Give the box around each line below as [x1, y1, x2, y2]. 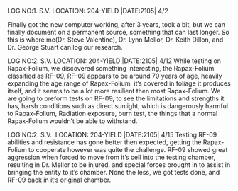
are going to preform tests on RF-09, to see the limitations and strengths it [7, 94, 225, 103]
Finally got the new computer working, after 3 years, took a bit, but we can [7, 21, 226, 28]
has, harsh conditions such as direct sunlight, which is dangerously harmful [7, 102, 229, 110]
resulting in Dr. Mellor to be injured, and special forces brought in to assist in [7, 161, 231, 169]
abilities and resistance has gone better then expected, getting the [7, 138, 202, 146]
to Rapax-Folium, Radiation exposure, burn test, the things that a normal [7, 110, 218, 117]
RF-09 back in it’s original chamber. [7, 175, 112, 184]
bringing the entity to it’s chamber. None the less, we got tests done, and [7, 168, 220, 176]
